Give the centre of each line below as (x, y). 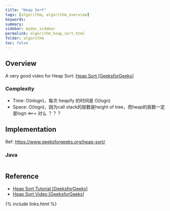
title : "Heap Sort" (26, 10)
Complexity (20, 89)
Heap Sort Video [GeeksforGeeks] (48, 194)
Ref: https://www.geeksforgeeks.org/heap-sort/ (55, 142)
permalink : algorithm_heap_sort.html (45, 33)
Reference (22, 176)
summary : (14, 24)
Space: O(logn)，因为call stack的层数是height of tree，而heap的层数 (84, 107)
